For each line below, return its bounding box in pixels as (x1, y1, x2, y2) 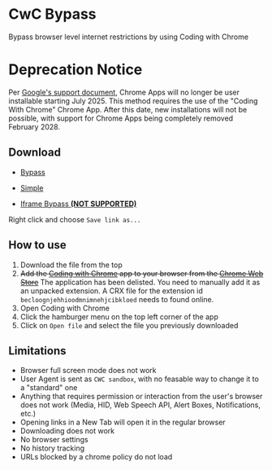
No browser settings (19, 435, 89, 445)
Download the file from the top (19, 260, 123, 270)
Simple (19, 182, 44, 192)
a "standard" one (19, 383, 78, 393)
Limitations (8, 344, 67, 358)
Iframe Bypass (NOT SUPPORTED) (19, 199, 137, 209)
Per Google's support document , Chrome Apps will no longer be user (8, 87, 240, 97)
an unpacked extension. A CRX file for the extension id (19, 286, 203, 296)
